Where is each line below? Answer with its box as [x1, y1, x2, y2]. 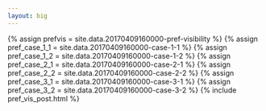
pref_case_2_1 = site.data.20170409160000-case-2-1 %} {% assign [7, 60, 231, 69]
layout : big [7, 11, 48, 20]
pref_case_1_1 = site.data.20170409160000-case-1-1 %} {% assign [7, 42, 227, 52]
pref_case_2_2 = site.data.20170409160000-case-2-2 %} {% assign [7, 68, 235, 77]
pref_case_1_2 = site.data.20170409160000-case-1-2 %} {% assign [7, 51, 231, 60]
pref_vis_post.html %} [7, 93, 80, 103]
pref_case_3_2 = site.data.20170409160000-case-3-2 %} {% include [7, 85, 237, 95]
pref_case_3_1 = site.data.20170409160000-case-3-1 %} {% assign [7, 76, 231, 86]
